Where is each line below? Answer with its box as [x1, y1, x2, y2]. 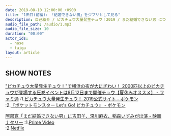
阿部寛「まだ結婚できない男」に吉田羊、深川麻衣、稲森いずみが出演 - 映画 [5, 113, 162, 119]
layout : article [5, 50, 40, 55]
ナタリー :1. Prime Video [5, 119, 54, 125]
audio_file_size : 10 [5, 26, 49, 32]
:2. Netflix [5, 125, 24, 131]
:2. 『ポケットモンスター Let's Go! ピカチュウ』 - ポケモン [5, 102, 126, 108]
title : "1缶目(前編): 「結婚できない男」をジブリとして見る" [5, 12, 121, 17]
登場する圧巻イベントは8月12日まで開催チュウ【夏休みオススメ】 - [18, 90, 159, 96]
